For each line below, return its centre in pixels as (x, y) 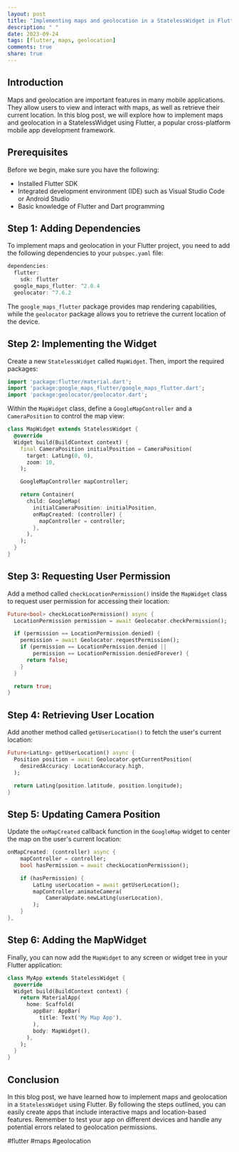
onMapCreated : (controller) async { (62, 852)
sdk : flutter (39, 280)
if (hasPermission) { (52, 878)
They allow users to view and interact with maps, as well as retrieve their (114, 107)
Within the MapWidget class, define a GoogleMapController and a (100, 409)
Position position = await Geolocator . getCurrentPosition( (103, 759)
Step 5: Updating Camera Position (84, 814)
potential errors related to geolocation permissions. (83, 1127)
